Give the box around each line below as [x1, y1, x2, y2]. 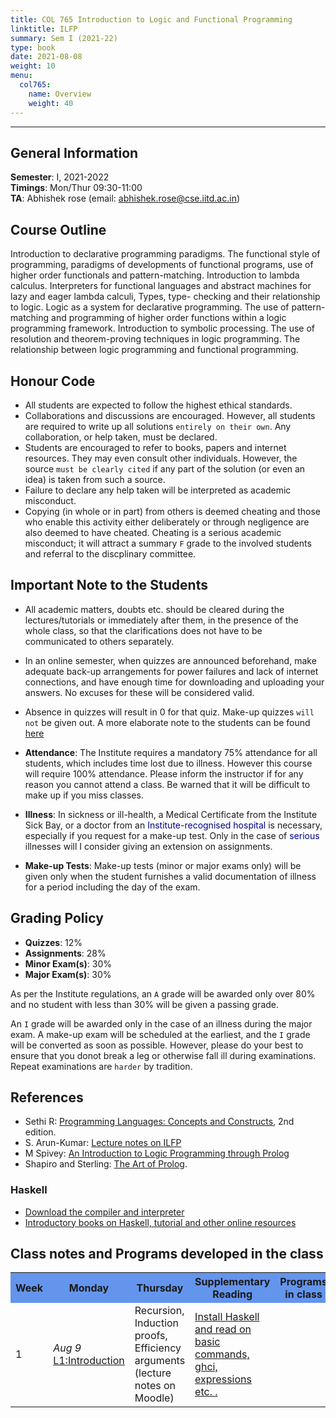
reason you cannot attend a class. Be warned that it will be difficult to [24, 778, 311, 790]
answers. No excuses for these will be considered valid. [24, 686, 255, 698]
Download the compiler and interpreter [24, 1206, 185, 1218]
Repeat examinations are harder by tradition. [10, 1060, 193, 1072]
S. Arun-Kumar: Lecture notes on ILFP [24, 1137, 182, 1149]
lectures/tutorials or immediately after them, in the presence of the [24, 614, 299, 626]
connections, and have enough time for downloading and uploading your [24, 676, 325, 688]
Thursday [136, 1281, 184, 1295]
